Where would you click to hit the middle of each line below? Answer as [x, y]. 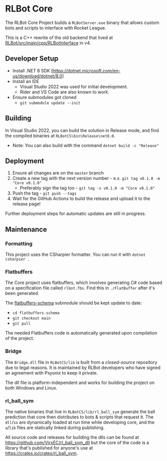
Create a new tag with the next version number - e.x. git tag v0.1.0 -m [86, 178]
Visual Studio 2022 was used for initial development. [74, 86]
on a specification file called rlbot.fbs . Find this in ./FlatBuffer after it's [80, 288]
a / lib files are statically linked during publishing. [55, 427]
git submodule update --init [50, 103]
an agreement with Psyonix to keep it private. [52, 372]
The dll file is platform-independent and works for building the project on [80, 382]
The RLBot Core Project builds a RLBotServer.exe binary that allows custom [82, 22]
